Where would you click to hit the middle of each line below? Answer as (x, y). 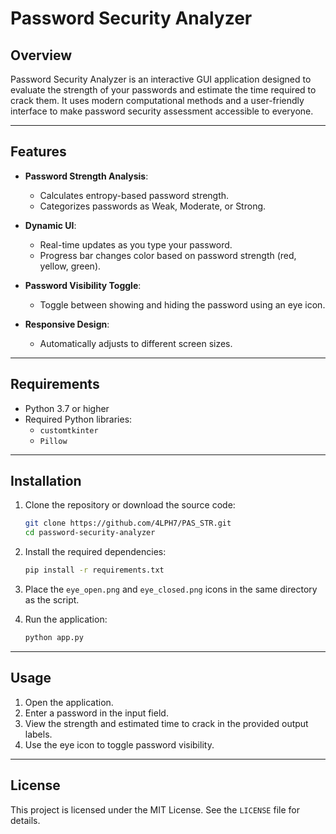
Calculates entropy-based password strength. (134, 195)
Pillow (53, 441)
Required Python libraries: (78, 419)
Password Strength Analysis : (86, 176)
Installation (46, 481)
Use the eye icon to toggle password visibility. (119, 744)
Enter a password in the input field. (96, 713)
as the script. (52, 600)
